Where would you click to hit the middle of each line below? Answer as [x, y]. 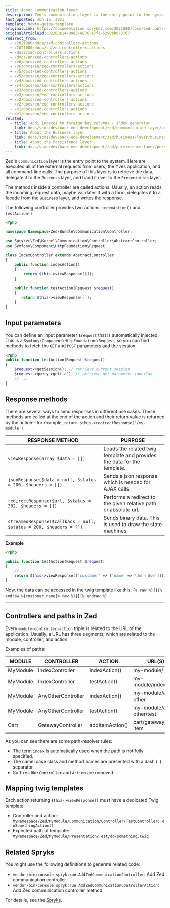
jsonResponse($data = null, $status [52, 480]
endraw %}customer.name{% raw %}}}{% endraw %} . [58, 595]
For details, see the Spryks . [34, 900]
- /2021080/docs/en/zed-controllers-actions [57, 48]
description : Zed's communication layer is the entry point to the [78, 15]
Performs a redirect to [130, 497]
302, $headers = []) [32, 506]
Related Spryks [30, 852]
